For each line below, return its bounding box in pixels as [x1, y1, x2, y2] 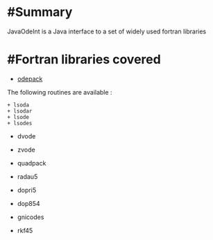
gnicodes [17, 213, 44, 221]
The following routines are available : [7, 88, 112, 96]
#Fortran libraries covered [7, 51, 161, 67]
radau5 [17, 172, 38, 181]
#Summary [7, 4, 73, 20]
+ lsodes [7, 120, 33, 127]
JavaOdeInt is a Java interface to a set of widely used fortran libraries [7, 27, 207, 35]
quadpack [17, 159, 46, 167]
